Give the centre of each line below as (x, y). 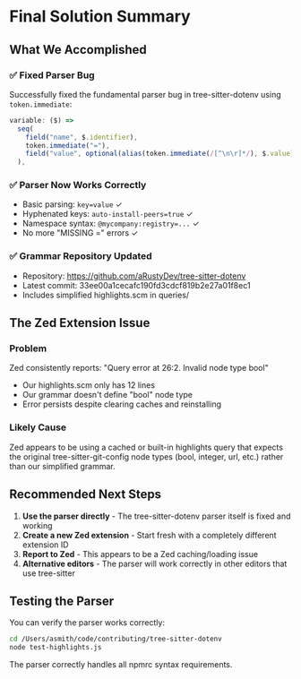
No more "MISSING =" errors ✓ (80, 233)
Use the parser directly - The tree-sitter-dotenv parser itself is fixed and (156, 516)
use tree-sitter (49, 573)
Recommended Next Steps (86, 494)
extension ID (45, 545)
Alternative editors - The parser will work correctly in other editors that (155, 563)
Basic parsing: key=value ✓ (72, 204)
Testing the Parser (62, 601)
